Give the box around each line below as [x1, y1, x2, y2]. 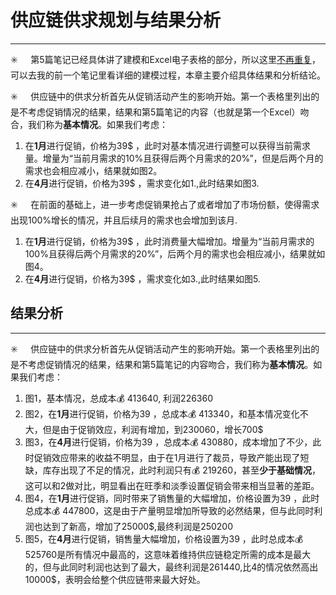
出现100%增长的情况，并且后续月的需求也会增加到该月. [10, 214, 238, 226]
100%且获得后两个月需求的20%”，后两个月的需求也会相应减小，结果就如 [24, 247, 326, 260]
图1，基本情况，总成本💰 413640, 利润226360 [24, 392, 214, 404]
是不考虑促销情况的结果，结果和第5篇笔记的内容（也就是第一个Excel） [10, 106, 301, 118]
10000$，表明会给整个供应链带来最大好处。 [24, 573, 206, 585]
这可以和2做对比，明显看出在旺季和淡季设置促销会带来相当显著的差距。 [24, 479, 320, 491]
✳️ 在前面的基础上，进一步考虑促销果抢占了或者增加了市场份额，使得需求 [10, 198, 320, 210]
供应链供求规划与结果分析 [10, 9, 222, 32]
